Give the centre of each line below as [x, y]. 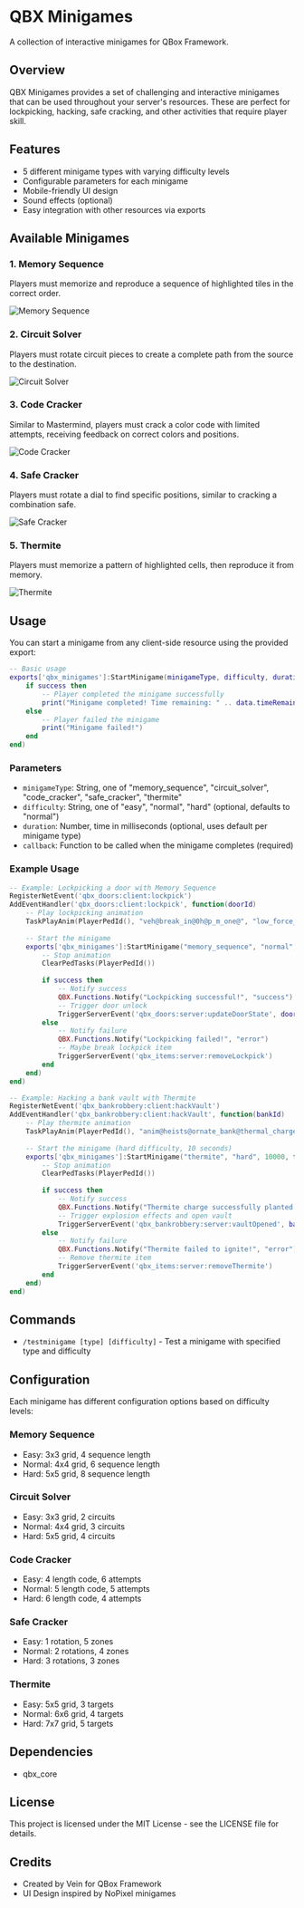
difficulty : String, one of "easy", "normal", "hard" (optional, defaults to [156, 807]
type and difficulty [57, 1351]
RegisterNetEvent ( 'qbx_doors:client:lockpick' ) [101, 896]
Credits [31, 1862]
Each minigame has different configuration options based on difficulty [139, 1402]
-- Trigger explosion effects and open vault [145, 1216]
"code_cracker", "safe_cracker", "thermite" [102, 797]
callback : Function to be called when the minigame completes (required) [158, 845]
